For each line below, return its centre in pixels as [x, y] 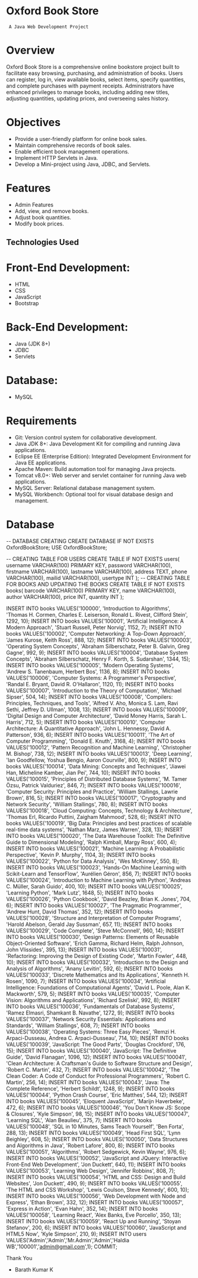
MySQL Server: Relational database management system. [85, 488]
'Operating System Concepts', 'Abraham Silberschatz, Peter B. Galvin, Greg [98, 646]
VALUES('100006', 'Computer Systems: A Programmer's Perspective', [91, 678]
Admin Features [34, 205]
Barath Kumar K [34, 1269]
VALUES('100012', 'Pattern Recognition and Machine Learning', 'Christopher [99, 747]
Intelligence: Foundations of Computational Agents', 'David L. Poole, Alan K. [98, 987]
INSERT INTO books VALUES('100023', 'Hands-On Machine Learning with [96, 867]
